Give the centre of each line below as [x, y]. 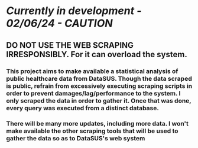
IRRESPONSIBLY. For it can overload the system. [97, 54]
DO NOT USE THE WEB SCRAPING [70, 45]
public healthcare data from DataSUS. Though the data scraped [99, 78]
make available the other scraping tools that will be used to [92, 131]
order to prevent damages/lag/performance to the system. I [93, 93]
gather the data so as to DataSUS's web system [76, 139]
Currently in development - [74, 11]
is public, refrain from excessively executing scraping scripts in [99, 85]
